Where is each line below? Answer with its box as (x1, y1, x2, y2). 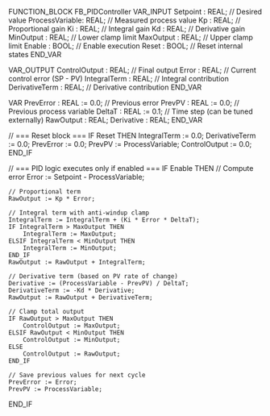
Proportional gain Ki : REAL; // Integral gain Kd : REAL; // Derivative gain (8, 24, 246, 33)
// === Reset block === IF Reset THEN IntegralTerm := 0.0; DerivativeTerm (8, 131, 256, 140)
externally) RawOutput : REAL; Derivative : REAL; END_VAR (8, 115, 203, 124)
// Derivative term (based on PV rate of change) (8, 272, 179, 281)
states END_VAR (8, 50, 62, 59)
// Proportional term (8, 188, 81, 196)
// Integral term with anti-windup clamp (8, 209, 150, 217)
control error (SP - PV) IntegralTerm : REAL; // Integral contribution (8, 74, 230, 83)
